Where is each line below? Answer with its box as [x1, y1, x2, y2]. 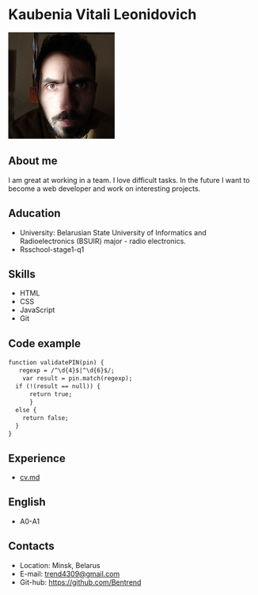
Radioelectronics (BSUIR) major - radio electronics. [19, 236, 186, 246]
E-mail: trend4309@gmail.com [19, 569, 120, 578]
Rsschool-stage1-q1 [19, 244, 85, 254]
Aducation [8, 207, 61, 220]
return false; [22, 414, 69, 422]
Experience [8, 452, 66, 465]
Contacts [8, 540, 55, 553]
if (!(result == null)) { [15, 383, 101, 391]
